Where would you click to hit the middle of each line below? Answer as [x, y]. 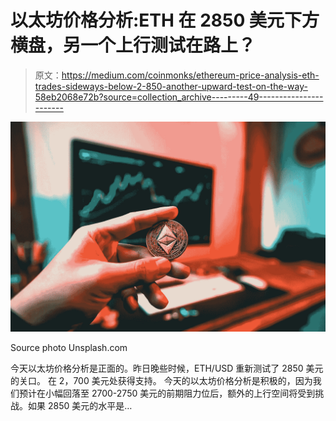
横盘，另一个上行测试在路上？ [133, 45]
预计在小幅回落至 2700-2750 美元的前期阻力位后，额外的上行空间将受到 [167, 393]
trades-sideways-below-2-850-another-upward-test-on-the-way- [171, 86]
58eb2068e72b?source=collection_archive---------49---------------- [179, 97]
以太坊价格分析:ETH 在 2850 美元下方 [165, 20]
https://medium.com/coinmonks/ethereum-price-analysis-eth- [190, 75]
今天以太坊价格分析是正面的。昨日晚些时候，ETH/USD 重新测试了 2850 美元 [167, 368]
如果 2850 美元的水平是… [80, 405]
